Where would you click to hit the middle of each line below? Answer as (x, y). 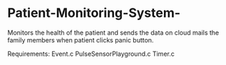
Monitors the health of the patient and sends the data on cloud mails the (113, 32)
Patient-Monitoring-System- (94, 13)
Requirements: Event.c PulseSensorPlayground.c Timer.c (91, 54)
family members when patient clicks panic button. (81, 40)
